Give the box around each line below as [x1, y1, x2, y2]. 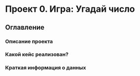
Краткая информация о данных [5, 64, 86, 71]
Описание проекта [5, 38, 53, 45]
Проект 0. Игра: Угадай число [5, 3, 135, 15]
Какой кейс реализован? [5, 51, 69, 58]
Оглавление [5, 23, 45, 32]
